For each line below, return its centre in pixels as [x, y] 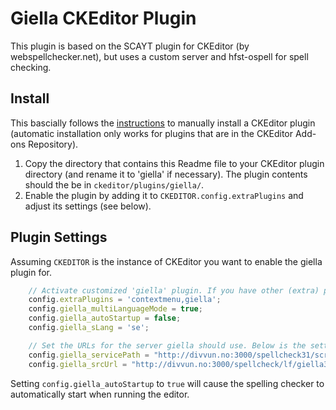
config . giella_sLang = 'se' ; [89, 328]
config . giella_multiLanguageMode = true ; [115, 309]
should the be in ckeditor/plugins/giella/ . [114, 184]
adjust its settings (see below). [88, 206]
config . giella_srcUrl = [78, 364]
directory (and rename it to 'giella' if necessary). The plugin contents [166, 174]
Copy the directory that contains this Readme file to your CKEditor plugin [174, 163]
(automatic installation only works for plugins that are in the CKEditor [152, 133]
